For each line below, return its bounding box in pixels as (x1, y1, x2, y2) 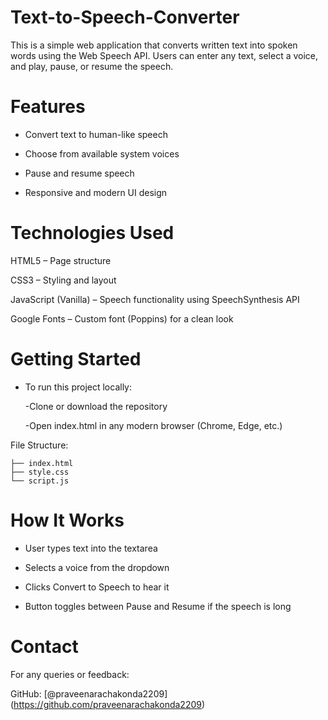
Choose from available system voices (24, 147, 180, 160)
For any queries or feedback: (10, 668, 130, 680)
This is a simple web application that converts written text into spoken (10, 39, 298, 51)
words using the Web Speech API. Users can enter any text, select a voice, (10, 49, 319, 61)
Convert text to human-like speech (24, 128, 168, 140)
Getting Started (10, 348, 142, 370)
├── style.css (10, 467, 70, 477)
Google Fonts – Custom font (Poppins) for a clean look (10, 312, 234, 325)
